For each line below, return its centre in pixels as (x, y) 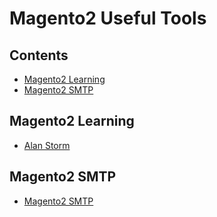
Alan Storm (47, 145)
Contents (39, 55)
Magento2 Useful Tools (108, 18)
